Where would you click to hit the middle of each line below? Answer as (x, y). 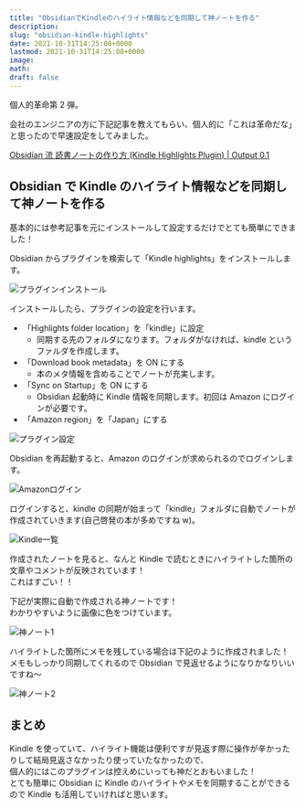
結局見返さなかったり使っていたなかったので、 (121, 760)
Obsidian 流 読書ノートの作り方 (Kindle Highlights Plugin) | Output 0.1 (139, 154)
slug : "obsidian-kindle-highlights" (79, 35)
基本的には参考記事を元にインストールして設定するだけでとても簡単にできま (153, 227)
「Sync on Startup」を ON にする (85, 385)
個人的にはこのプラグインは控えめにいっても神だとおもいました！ (133, 771)
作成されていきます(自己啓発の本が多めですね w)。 (105, 520)
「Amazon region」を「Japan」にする (95, 419)
